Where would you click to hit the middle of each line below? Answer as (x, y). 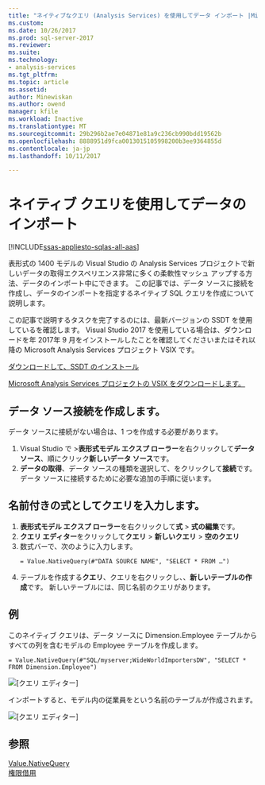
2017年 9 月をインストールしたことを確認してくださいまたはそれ (143, 340)
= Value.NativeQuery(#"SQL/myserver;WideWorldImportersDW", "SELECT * (127, 660)
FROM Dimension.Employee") (53, 667)
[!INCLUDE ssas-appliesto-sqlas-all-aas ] (74, 247)
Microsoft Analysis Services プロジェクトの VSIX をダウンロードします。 (127, 384)
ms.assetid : (28, 89)
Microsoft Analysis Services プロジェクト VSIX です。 (111, 350)
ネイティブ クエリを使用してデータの (127, 205)
